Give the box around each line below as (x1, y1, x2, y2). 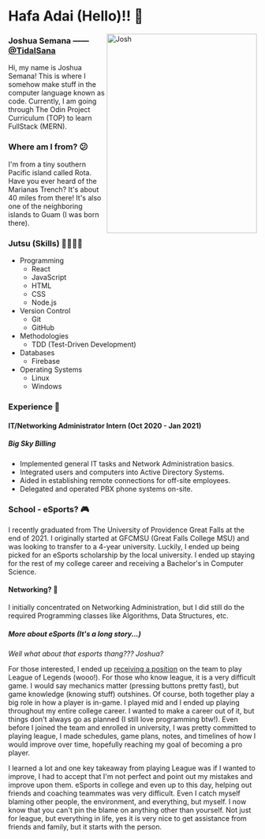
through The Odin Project (8, 105, 91, 114)
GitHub (31, 323, 55, 332)
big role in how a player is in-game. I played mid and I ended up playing (8, 698, 241, 707)
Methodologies (19, 331, 69, 341)
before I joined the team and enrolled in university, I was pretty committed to (8, 723, 256, 732)
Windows (31, 382, 62, 391)
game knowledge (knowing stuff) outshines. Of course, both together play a (8, 690, 255, 699)
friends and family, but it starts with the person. (8, 822, 162, 832)
